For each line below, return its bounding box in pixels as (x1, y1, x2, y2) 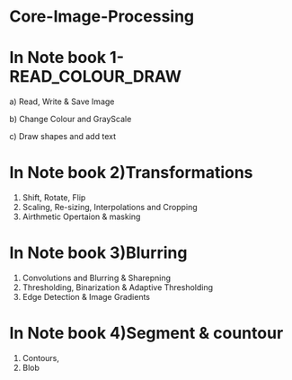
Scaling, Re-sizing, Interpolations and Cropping (22, 202, 198, 213)
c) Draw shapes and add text (9, 131, 117, 142)
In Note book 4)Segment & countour (9, 323, 284, 343)
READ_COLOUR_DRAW (9, 66, 182, 87)
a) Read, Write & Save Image (9, 96, 115, 107)
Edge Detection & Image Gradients (22, 292, 151, 302)
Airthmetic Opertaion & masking (22, 211, 141, 222)
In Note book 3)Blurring (9, 243, 188, 263)
